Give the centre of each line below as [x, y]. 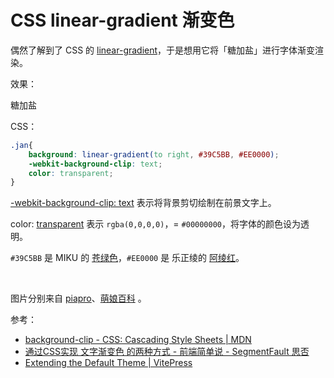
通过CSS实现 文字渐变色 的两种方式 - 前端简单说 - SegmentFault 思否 [167, 352]
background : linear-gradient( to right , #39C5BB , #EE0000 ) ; [154, 154]
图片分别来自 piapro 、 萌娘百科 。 [78, 298]
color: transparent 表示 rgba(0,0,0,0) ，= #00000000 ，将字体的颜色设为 [156, 224]
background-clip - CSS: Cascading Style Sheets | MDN [138, 340]
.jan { [21, 145]
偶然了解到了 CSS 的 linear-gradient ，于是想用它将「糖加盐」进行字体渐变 [163, 50]
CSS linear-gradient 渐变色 [122, 20]
